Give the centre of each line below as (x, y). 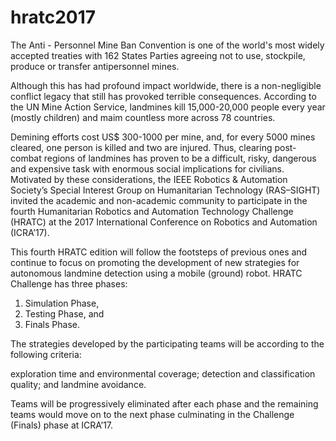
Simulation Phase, (62, 303)
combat (26, 158)
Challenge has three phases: (69, 283)
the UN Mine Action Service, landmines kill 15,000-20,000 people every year (168, 107)
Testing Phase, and (64, 313)
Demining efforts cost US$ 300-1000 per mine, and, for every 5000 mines (163, 137)
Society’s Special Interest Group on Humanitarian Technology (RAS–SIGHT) (165, 190)
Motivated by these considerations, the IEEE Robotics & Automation (149, 179)
